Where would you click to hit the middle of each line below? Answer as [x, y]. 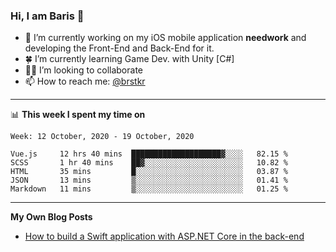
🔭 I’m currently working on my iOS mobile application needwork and [165, 38]
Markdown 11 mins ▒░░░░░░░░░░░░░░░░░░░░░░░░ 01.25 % [149, 189]
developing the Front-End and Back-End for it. [119, 48]
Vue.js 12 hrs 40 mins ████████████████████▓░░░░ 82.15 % [149, 154]
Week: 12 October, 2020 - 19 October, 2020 [102, 137]
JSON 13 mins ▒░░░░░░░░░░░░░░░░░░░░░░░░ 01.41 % [149, 180]
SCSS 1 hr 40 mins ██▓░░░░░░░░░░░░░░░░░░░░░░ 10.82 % [149, 163]
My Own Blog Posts [51, 217]
